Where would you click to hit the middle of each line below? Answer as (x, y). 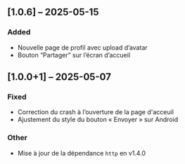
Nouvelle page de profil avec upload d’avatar (82, 47)
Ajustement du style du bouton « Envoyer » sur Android (97, 120)
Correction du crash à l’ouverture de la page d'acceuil (96, 112)
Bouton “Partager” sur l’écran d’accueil (74, 55)
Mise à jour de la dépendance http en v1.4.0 (82, 153)
